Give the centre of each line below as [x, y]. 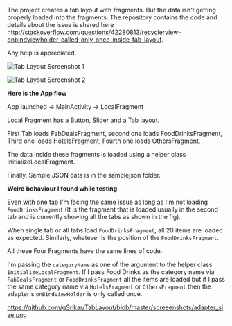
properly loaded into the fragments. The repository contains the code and [112, 17]
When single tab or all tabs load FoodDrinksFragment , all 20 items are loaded [115, 230]
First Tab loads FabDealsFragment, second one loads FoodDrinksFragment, [115, 134]
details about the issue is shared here [61, 25]
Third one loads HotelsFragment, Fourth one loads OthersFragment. [104, 141]
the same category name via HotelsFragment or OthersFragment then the [109, 286]
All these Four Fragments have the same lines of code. [85, 251]
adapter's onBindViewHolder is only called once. [75, 294]
